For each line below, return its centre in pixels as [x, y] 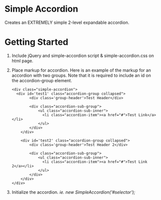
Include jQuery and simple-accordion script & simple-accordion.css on [83, 55]
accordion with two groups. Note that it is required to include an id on [81, 75]
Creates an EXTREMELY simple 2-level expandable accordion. [67, 22]
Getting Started [37, 42]
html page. [22, 61]
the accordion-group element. [42, 80]
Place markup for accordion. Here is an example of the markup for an [81, 70]
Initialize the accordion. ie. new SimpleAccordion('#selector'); [73, 192]
